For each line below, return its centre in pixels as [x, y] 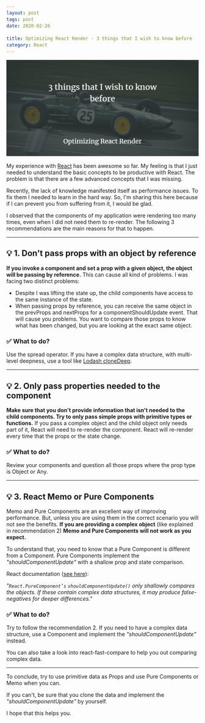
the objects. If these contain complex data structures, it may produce [94, 592]
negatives [19, 599]
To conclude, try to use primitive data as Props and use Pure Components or [103, 677]
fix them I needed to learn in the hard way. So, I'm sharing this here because [102, 197]
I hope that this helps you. [39, 713]
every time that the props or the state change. [64, 436]
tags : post [20, 19]
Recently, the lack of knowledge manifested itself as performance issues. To [102, 191]
